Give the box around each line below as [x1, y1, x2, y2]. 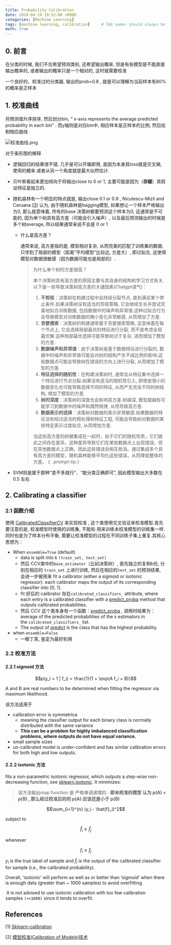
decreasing [5, 778, 29, 785]
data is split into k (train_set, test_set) [20, 555, 107, 561]
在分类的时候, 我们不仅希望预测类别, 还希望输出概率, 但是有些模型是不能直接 [5, 61, 165, 67]
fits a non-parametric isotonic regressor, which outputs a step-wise [5, 773, 147, 779]
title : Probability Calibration [5, 7, 74, 13]
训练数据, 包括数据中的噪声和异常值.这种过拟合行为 [58, 307, 166, 313]
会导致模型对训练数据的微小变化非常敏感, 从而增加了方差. [40, 314, 161, 320]
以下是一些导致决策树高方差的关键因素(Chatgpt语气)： [33, 283, 148, 290]
